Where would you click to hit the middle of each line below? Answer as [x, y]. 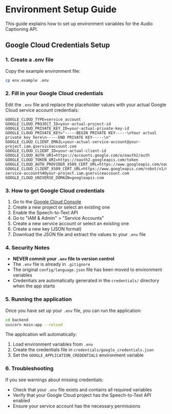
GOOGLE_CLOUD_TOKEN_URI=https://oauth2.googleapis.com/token [72, 160]
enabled [21, 400]
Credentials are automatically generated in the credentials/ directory [86, 281]
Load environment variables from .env [53, 344]
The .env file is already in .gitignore [51, 264]
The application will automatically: [41, 335]
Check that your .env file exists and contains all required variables [82, 389]
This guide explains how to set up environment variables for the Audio [79, 24]
